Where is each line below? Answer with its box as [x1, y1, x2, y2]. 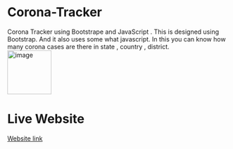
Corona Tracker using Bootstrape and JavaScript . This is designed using [7, 27, 220, 36]
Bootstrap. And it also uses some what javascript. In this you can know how [7, 34, 227, 43]
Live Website [7, 111, 84, 127]
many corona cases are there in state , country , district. [7, 42, 170, 51]
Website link [7, 134, 43, 143]
